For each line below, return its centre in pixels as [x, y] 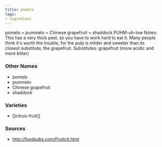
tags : [11, 14]
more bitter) [17, 53]
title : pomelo [20, 10]
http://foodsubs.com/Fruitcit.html [46, 139]
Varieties [16, 105]
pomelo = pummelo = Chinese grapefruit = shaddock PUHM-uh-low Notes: [81, 33]
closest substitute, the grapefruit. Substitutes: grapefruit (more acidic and [80, 48]
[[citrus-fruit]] [26, 116]
